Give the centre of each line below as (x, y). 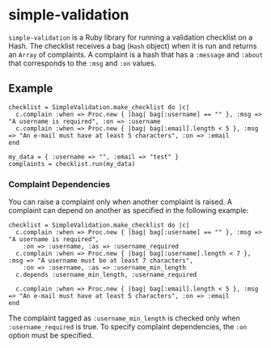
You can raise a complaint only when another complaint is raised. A (121, 202)
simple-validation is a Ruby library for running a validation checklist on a (131, 37)
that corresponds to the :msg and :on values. (83, 63)
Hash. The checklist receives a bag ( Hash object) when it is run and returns (133, 45)
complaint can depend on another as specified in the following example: (129, 210)
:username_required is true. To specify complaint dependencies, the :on (128, 327)
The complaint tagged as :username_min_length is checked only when (125, 318)
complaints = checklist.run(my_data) (72, 163)
